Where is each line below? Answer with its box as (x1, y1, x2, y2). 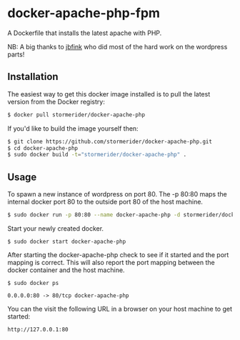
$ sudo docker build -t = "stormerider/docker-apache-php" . (7, 151, 187, 159)
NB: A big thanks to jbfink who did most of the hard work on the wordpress (7, 42, 228, 51)
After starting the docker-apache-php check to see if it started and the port (7, 250, 229, 259)
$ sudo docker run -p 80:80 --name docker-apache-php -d (7, 211, 181, 219)
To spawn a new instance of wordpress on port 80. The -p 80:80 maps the (7, 190, 227, 199)
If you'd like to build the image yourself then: (7, 124, 139, 133)
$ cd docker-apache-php (7, 144, 79, 151)
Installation (7, 71, 59, 83)
